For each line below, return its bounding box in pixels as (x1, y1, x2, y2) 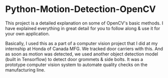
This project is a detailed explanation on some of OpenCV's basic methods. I (5, 20, 163, 26)
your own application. (5, 30, 50, 36)
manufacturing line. (5, 66, 46, 73)
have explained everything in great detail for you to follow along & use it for (5, 25, 160, 31)
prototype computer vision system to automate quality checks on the (5, 61, 148, 67)
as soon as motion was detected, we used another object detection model (5, 51, 158, 57)
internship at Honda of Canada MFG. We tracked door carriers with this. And (5, 45, 163, 51)
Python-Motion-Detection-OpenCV (5, 3, 156, 15)
